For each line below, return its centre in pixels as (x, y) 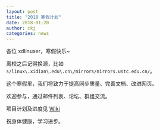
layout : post (22, 12)
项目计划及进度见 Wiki (33, 109)
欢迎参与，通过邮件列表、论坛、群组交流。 (58, 96)
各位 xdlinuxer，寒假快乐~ (38, 51)
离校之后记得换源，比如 (35, 64)
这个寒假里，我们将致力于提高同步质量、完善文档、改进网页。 (82, 84)
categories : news (28, 34)
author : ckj (21, 28)
